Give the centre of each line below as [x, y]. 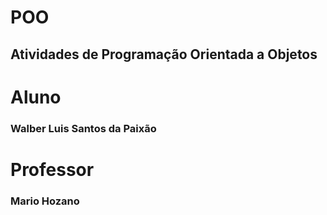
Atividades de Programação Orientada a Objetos [164, 54]
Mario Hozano [45, 201]
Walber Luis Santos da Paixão [83, 128]
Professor [52, 169]
